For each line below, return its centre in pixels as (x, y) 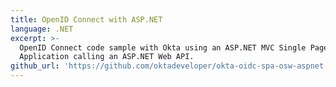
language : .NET (42, 29)
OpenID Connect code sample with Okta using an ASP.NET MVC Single (163, 47)
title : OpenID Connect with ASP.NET (86, 19)
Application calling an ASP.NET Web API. (107, 57)
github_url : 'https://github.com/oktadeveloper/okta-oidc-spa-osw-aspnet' (169, 66)
